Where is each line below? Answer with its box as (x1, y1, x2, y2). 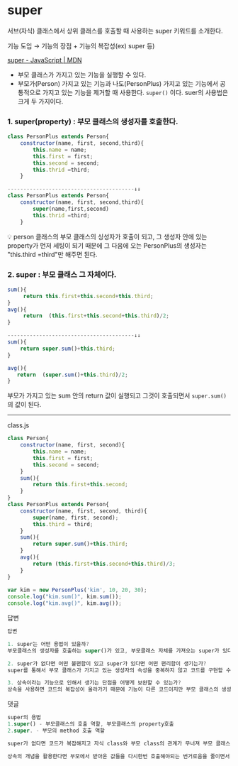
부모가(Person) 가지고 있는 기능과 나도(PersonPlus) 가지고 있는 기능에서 (17, 79, 218, 87)
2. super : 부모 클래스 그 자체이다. (7, 269, 117, 279)
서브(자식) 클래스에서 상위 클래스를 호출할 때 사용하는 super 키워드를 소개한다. (7, 26, 223, 35)
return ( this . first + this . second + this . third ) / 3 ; (33, 560, 176, 567)
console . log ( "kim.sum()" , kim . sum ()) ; (7, 593, 122, 601)
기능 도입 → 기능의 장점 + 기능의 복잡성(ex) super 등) (7, 41, 155, 50)
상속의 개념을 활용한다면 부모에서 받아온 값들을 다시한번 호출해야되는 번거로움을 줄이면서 (7, 753, 230, 760)
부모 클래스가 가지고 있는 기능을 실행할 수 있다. (17, 70, 147, 79)
